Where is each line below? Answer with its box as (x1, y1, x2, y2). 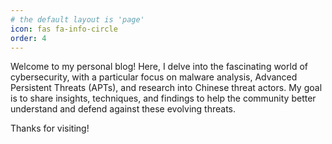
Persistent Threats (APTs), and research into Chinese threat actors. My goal (10, 82, 323, 94)
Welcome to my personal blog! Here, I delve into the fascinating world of (10, 61, 308, 73)
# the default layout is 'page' (10, 14, 145, 25)
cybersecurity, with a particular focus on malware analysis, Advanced (10, 71, 298, 83)
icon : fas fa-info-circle (10, 24, 118, 34)
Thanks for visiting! (10, 122, 90, 135)
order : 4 (10, 33, 47, 43)
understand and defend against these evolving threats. (10, 103, 237, 115)
